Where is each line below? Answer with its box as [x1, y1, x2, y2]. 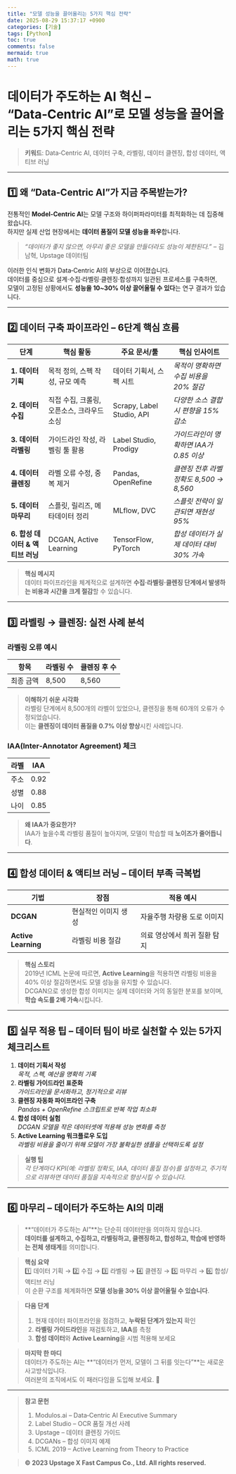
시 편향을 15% [173, 406, 220, 416]
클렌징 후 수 [80, 663, 117, 672]
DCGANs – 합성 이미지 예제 [34, 1437, 111, 1445]
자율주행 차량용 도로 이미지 [140, 912, 224, 922]
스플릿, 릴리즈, [48, 501, 93, 511]
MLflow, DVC [112, 506, 156, 516]
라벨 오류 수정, [48, 468, 93, 478]
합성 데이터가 [173, 529, 214, 539]
